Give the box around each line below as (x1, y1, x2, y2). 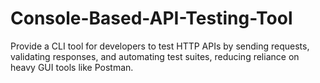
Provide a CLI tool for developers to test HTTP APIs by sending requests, (10, 40, 310, 52)
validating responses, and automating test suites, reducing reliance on (10, 50, 300, 62)
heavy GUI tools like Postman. (10, 61, 134, 73)
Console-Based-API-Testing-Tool (10, 7, 293, 30)
